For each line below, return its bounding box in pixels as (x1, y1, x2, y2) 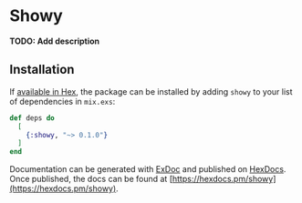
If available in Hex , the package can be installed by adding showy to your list (9, 86, 294, 96)
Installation (9, 62, 75, 77)
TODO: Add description (9, 36, 100, 46)
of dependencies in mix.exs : (9, 96, 116, 107)
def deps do (9, 113, 55, 123)
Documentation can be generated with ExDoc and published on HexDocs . (9, 164, 286, 175)
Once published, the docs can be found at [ (9, 174, 173, 185)
